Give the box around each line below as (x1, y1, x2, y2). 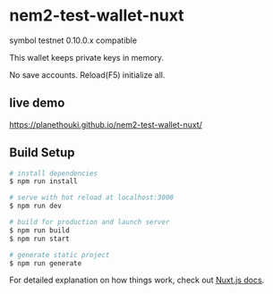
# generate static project (9, 250, 110, 259)
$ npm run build (9, 225, 70, 235)
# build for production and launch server (9, 218, 170, 227)
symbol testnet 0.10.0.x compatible (9, 35, 137, 46)
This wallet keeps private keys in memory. (9, 52, 164, 63)
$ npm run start (9, 234, 70, 243)
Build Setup (9, 145, 75, 161)
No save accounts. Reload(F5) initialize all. (9, 69, 166, 80)
